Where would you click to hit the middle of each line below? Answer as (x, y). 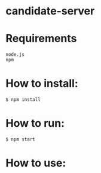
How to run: (35, 123)
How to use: (36, 163)
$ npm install (23, 100)
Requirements (41, 39)
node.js (15, 55)
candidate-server (50, 11)
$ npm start (20, 139)
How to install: (42, 84)
